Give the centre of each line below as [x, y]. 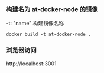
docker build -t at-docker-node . [49, 34]
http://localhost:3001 [31, 64]
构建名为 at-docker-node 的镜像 [52, 9]
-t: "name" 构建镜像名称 [35, 23]
